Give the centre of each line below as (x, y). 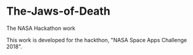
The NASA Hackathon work (41, 28)
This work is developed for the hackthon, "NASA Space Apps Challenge (97, 40)
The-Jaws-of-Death (58, 11)
